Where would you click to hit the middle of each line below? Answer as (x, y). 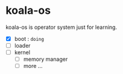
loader (22, 45)
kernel (22, 52)
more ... (33, 66)
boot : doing (29, 39)
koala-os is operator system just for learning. (61, 27)
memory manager (46, 59)
